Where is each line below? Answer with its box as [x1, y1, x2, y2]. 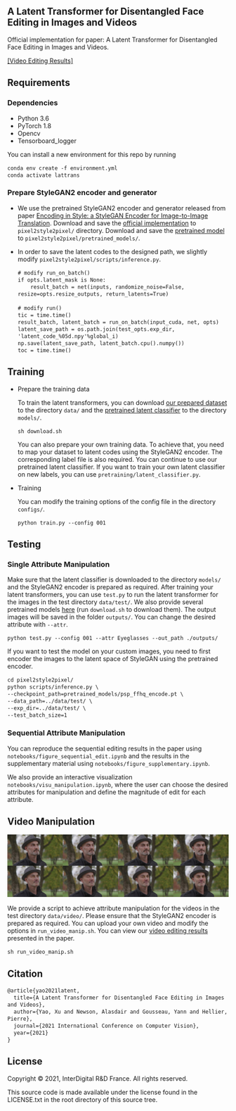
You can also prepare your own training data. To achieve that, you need [17, 440, 225, 448]
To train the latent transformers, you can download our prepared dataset [17, 398, 228, 407]
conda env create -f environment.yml [7, 165, 118, 172]
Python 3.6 [17, 114, 49, 123]
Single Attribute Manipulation [7, 559, 110, 569]
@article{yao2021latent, [7, 987, 80, 994]
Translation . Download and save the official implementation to [17, 218, 197, 227]
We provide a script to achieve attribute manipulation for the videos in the [7, 904, 220, 912]
